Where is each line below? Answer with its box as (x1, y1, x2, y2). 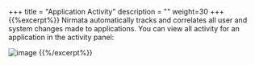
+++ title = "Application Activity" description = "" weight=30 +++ (8, 7, 224, 16)
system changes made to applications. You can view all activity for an (8, 24, 240, 33)
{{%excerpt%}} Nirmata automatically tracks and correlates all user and (8, 15, 248, 25)
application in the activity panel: (8, 32, 115, 42)
